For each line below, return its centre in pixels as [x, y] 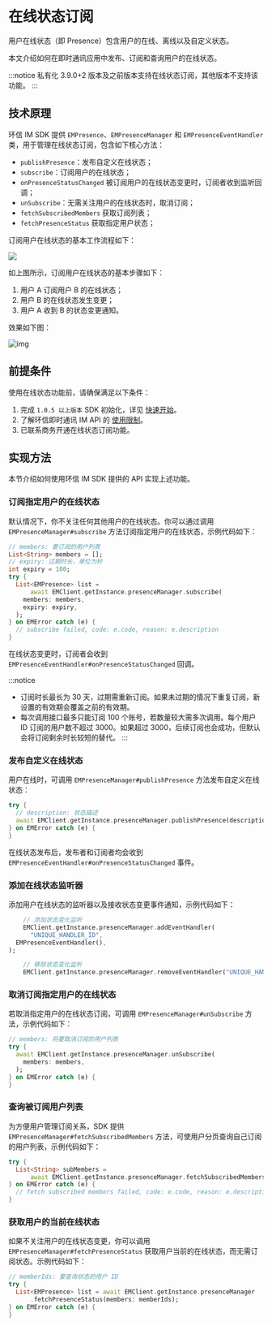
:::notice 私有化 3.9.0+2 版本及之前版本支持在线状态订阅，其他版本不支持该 [134, 75]
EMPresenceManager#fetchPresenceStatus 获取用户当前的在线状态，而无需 [130, 1251]
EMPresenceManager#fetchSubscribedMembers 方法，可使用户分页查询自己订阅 [135, 1136]
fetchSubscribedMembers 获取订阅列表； [86, 213]
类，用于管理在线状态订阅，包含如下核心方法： [86, 145]
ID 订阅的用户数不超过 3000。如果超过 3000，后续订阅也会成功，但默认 [140, 728]
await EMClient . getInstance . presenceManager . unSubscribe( [116, 1055]
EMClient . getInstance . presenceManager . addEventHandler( [119, 927]
